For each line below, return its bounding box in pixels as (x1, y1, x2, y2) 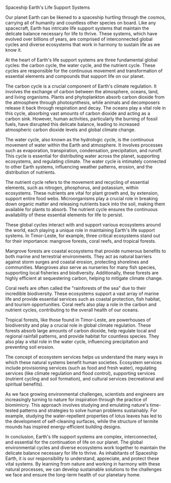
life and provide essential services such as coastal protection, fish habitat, (5, 296, 161, 302)
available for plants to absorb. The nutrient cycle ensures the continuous (5, 206, 158, 212)
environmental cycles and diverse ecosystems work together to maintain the (5, 445, 166, 450)
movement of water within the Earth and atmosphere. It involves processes (5, 142, 163, 148)
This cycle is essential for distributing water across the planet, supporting (5, 153, 160, 159)
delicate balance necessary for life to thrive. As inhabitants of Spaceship (5, 450, 158, 456)
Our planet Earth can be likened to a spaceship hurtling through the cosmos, (5, 14, 166, 20)
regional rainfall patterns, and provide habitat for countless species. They (5, 333, 159, 339)
